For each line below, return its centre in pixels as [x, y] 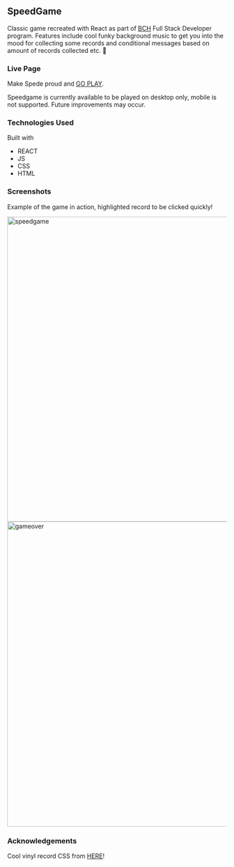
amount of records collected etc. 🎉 [57, 50]
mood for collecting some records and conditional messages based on [109, 43]
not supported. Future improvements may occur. [77, 105]
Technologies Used [41, 123]
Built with [21, 138]
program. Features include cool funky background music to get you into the [116, 36]
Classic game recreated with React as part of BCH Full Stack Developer [110, 28]
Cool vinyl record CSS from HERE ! [56, 856]
